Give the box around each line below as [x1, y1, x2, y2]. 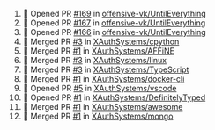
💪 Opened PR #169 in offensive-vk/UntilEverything [22, 9, 206, 18]
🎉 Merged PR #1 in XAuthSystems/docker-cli [22, 74, 185, 83]
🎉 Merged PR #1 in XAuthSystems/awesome [22, 102, 183, 112]
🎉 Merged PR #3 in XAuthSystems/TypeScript [22, 64, 189, 75]
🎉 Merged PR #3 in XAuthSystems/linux [22, 55, 167, 65]
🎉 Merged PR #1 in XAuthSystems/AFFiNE [22, 46, 175, 56]
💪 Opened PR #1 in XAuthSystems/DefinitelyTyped [22, 92, 206, 103]
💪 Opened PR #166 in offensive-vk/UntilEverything [22, 27, 206, 37]
